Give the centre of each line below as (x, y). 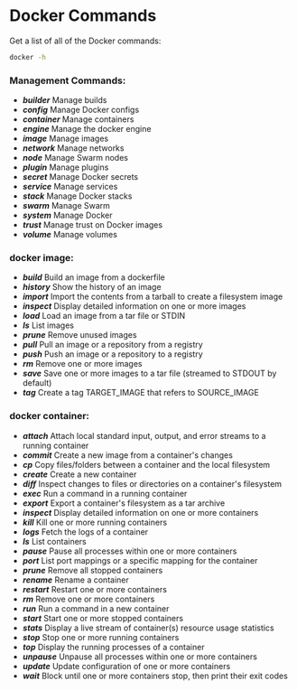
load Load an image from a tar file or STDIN (104, 316)
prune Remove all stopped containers (93, 570)
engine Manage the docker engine (87, 129)
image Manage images (65, 139)
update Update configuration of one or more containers (126, 666)
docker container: (50, 416)
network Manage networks (73, 148)
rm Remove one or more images (82, 364)
